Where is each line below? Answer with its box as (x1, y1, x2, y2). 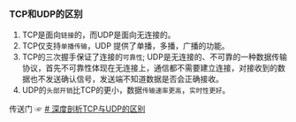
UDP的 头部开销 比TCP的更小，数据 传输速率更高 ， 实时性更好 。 (21, 85, 231, 95)
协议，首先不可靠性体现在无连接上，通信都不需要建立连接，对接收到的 (21, 63, 278, 73)
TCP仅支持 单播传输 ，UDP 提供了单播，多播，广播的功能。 (21, 41, 230, 51)
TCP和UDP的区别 (9, 7, 83, 19)
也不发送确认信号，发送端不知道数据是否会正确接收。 (29, 73, 224, 85)
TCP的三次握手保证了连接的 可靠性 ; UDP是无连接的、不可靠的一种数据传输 (21, 51, 287, 63)
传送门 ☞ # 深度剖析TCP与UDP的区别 (9, 103, 146, 114)
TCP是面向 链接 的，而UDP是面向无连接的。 (21, 29, 176, 41)
